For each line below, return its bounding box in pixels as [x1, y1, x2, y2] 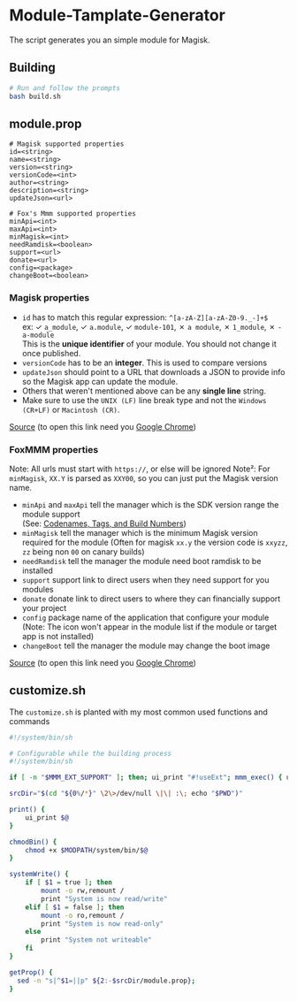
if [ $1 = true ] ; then [25, 878, 113, 887]
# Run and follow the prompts [9, 83, 121, 93]
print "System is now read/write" [41, 894, 168, 903]
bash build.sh [9, 92, 62, 101]
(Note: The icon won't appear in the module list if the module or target [21, 621, 277, 632]
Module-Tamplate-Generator [9, 5, 225, 26]
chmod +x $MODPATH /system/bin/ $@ [25, 845, 148, 854]
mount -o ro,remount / [41, 911, 125, 920]
